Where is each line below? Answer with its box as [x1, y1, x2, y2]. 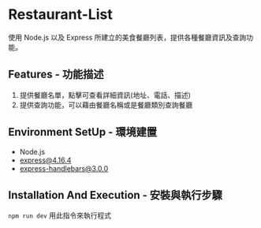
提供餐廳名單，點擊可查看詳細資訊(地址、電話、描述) [19, 90, 192, 99]
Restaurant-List [8, 6, 113, 24]
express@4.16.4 [19, 155, 72, 165]
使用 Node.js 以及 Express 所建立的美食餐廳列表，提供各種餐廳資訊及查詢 [8, 32, 247, 42]
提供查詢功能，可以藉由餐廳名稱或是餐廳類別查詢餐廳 [19, 100, 193, 110]
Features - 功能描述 [8, 68, 104, 81]
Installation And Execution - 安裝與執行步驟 [8, 188, 223, 202]
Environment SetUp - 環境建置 [8, 125, 158, 139]
